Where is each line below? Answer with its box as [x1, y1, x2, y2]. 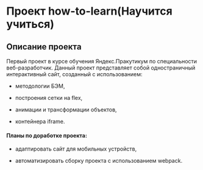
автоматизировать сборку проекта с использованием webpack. [15, 157, 183, 165]
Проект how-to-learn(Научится [6, 4, 173, 18]
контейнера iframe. [15, 118, 65, 125]
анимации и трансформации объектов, [15, 106, 117, 113]
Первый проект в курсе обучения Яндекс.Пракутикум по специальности [6, 58, 197, 65]
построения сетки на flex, [15, 94, 83, 101]
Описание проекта [6, 41, 82, 52]
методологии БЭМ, [15, 82, 65, 90]
